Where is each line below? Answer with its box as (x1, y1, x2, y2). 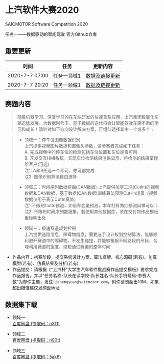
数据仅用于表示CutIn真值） (24, 196, 78, 202)
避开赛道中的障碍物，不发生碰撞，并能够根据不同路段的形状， (28, 237, 153, 243)
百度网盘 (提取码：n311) (12, 321, 60, 327)
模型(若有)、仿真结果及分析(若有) (12, 260, 79, 266)
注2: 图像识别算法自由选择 (24, 173, 77, 180)
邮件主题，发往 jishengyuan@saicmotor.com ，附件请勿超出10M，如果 (23, 278, 159, 284)
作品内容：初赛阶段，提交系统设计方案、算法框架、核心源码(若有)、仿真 (12, 254, 158, 260)
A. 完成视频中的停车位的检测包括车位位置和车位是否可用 (24, 149, 138, 155)
